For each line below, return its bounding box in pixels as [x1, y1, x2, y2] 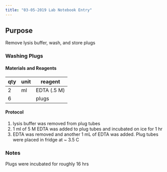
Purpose [5, 26, 33, 35]
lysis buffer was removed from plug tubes [12, 120, 100, 126]
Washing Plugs [5, 52, 43, 60]
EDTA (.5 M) [36, 87, 65, 94]
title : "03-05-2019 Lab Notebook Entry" [5, 7, 93, 13]
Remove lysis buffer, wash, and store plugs [5, 40, 96, 46]
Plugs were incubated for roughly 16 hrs [5, 161, 89, 167]
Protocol [5, 109, 24, 115]
